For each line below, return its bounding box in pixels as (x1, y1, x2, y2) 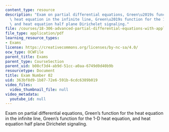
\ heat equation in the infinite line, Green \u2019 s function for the (10, 17, 161, 22)
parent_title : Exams (5, 54, 49, 59)
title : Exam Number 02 (5, 73, 53, 78)
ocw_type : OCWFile (5, 49, 44, 54)
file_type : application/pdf (5, 31, 64, 36)
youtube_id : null (10, 96, 46, 101)
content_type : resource (5, 7, 55, 13)
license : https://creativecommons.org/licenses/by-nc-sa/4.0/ (5, 45, 138, 50)
